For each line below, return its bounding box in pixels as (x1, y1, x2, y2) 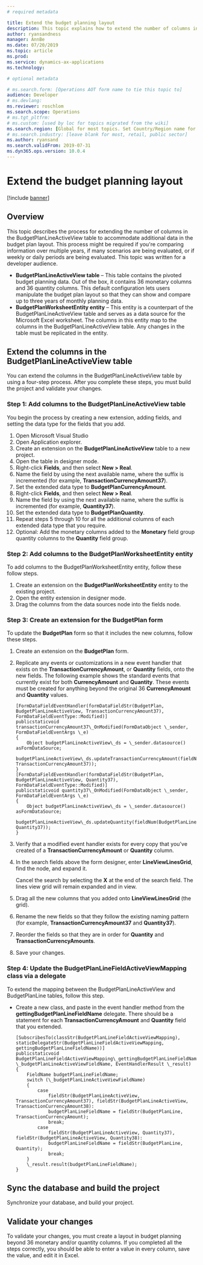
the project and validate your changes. (7, 385, 103, 392)
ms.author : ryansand (7, 137, 59, 143)
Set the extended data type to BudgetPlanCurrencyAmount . (15, 483, 167, 490)
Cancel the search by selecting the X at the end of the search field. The (15, 877, 193, 884)
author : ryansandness (7, 31, 61, 37)
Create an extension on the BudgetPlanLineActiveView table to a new (15, 444, 190, 452)
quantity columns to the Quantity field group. (15, 534, 128, 542)
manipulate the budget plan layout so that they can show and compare (15, 290, 191, 298)
